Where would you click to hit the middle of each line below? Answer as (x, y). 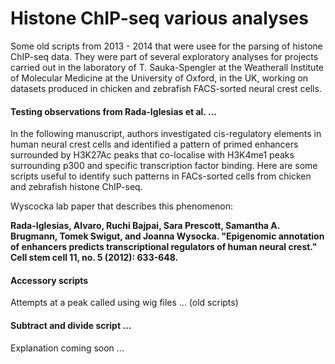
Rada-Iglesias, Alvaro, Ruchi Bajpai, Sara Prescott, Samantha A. (145, 226)
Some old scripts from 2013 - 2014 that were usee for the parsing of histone (166, 46)
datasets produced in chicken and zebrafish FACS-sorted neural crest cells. (166, 88)
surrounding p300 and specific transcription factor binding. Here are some (164, 166)
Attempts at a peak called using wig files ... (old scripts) (124, 303)
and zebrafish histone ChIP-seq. (76, 187)
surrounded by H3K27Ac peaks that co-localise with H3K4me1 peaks (152, 155)
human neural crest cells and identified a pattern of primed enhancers (154, 144)
